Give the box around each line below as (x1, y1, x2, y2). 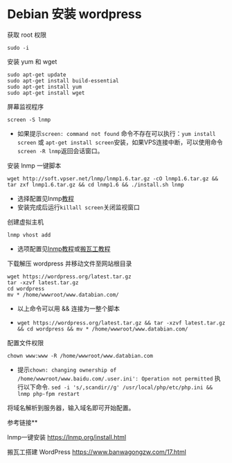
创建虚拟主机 (7, 218, 44, 226)
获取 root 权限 (7, 30, 47, 39)
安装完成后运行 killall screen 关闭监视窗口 (17, 202, 141, 211)
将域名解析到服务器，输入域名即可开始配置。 (7, 403, 135, 412)
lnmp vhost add (7, 232, 51, 238)
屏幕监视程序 (7, 102, 44, 111)
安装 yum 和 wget (7, 57, 57, 66)
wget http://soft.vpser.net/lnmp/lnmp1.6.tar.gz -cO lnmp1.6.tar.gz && (7, 175, 218, 182)
